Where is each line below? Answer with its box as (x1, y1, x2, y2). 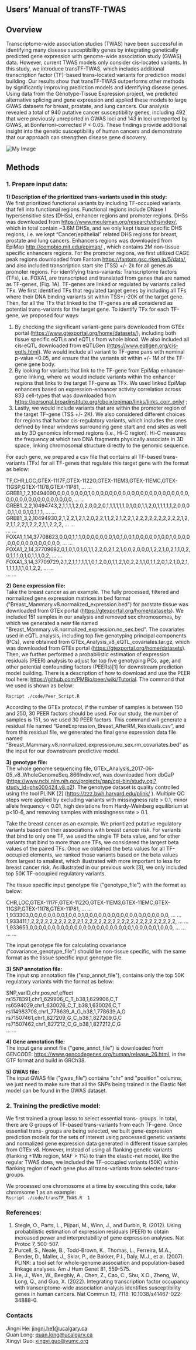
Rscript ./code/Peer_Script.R (6, 693, 80, 699)
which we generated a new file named (6, 619, 98, 626)
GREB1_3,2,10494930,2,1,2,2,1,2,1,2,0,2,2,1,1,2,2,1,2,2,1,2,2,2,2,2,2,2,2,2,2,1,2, (6, 514, 190, 522)
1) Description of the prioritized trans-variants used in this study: (6, 193, 168, 200)
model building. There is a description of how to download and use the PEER (6, 669, 191, 676)
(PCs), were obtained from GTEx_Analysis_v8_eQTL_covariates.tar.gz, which (6, 638, 190, 645)
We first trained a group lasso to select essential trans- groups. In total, (6, 1115, 177, 1122)
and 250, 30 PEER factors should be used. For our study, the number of (6, 710, 178, 717)
